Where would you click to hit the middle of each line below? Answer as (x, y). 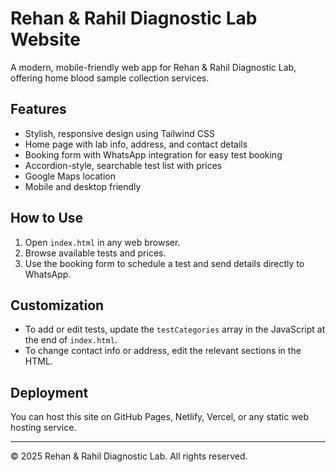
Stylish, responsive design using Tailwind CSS (119, 133)
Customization (57, 305)
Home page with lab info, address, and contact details (136, 144)
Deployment (49, 392)
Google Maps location (70, 176)
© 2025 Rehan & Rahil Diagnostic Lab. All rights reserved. (129, 456)
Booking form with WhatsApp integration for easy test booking (153, 154)
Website (45, 39)
